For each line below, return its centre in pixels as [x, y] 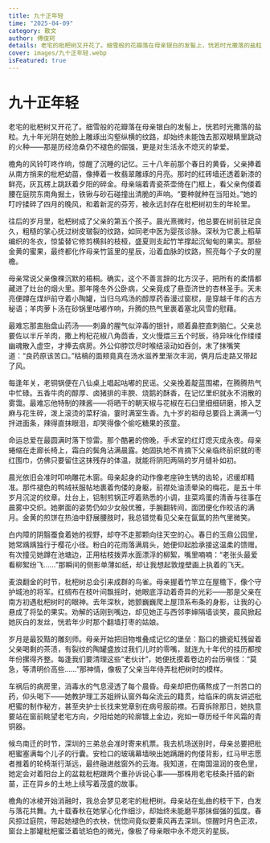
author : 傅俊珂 [32, 38]
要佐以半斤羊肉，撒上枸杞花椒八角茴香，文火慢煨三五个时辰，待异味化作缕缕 [135, 335]
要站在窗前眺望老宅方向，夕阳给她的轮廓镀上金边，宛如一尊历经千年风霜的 [131, 716]
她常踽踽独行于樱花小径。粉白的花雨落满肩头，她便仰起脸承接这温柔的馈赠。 [135, 544]
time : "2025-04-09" [41, 23]
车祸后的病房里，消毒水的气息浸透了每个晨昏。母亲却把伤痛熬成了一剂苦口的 [135, 686]
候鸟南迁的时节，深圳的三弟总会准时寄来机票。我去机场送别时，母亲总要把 [131, 743]
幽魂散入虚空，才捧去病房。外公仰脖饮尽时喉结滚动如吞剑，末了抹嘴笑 [125, 346]
